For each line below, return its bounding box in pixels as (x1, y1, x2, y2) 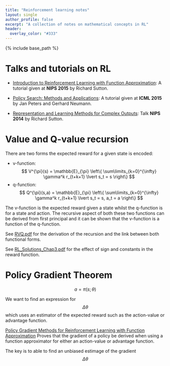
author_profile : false (5, 17, 53, 22)
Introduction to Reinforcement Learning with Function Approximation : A (12, 79, 162, 86)
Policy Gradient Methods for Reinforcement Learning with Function (5, 327, 145, 333)
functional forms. (5, 236, 41, 242)
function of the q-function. (5, 221, 61, 227)
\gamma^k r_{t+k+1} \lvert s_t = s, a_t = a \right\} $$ (35, 194, 143, 201)
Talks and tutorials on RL (5, 63, 111, 74)
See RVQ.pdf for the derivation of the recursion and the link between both (5, 231, 159, 237)
